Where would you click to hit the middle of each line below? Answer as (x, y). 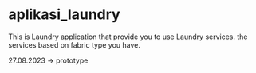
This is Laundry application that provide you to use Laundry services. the (128, 36)
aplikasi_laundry (65, 15)
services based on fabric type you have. (75, 44)
